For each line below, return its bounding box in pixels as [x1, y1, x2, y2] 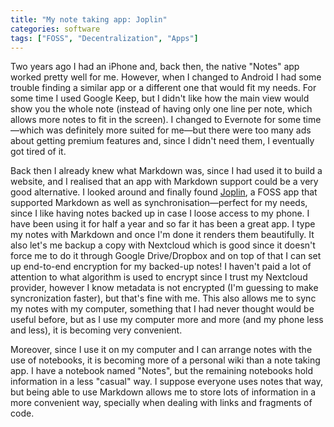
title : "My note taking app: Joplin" [10, 14, 168, 25]
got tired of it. [10, 146, 67, 158]
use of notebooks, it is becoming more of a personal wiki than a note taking [10, 354, 321, 366]
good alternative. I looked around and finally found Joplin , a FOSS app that [10, 186, 318, 198]
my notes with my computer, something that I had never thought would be [10, 303, 315, 315]
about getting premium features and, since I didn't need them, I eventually [10, 135, 315, 147]
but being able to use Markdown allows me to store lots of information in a [10, 386, 317, 398]
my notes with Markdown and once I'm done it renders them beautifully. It [10, 229, 315, 241]
